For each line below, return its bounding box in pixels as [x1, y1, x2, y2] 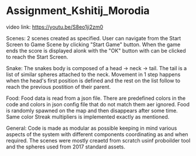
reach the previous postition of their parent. [6, 83, 111, 90]
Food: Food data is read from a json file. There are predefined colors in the [6, 95, 186, 102]
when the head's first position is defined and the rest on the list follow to [6, 77, 180, 84]
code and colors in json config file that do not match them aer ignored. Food [6, 100, 190, 108]
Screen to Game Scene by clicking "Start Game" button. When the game [6, 41, 181, 48]
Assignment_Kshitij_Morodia [6, 4, 150, 18]
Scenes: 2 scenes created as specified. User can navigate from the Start [6, 34, 181, 41]
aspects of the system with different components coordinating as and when [6, 130, 188, 138]
